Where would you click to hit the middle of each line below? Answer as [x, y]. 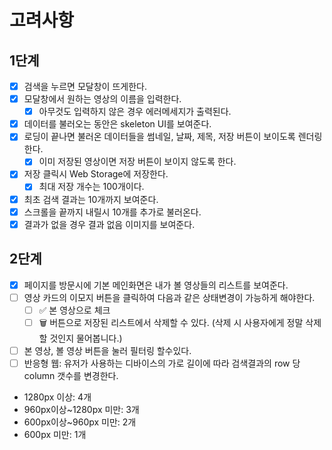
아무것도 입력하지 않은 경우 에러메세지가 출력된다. [135, 112]
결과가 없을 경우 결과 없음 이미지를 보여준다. [109, 224]
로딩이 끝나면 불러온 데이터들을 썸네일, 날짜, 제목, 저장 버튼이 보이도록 [159, 137]
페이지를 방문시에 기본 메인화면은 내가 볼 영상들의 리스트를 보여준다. [156, 285]
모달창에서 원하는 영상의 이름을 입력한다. [102, 99]
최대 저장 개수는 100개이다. [91, 187]
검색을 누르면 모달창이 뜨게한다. [85, 86]
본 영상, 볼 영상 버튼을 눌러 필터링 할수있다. [107, 350]
